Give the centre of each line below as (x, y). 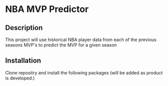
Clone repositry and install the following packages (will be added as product (84, 72)
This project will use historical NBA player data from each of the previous (81, 39)
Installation (23, 61)
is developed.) (20, 78)
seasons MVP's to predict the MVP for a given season (61, 45)
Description (24, 28)
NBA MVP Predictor (47, 9)
